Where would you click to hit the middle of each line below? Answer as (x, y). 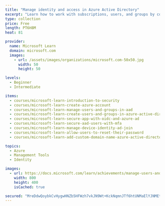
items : (12, 96)
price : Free (17, 23)
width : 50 (28, 65)
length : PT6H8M (21, 28)
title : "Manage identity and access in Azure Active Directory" (72, 10)
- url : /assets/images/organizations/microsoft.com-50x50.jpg (79, 60)
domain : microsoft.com (33, 51)
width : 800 (25, 178)
